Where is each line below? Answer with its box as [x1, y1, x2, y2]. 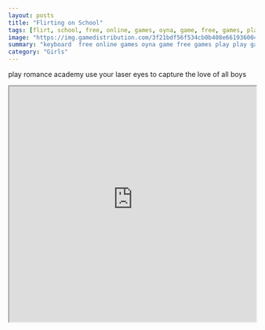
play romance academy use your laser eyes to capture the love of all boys [8, 70, 247, 79]
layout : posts [8, 11, 55, 20]
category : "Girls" [8, 48, 68, 56]
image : [8, 33, 30, 42]
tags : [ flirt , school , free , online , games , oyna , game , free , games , [8, 26, 244, 34]
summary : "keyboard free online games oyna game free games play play [8, 41, 247, 49]
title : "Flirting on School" [8, 19, 103, 27]
